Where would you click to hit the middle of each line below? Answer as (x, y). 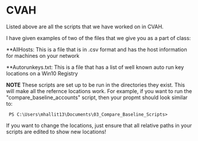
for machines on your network (43, 55)
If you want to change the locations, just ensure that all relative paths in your (99, 125)
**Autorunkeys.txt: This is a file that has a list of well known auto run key (95, 67)
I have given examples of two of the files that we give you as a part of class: (98, 38)
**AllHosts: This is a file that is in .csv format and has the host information (97, 49)
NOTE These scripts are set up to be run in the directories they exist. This (95, 85)
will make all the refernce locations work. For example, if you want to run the (99, 91)
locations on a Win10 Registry (42, 73)
